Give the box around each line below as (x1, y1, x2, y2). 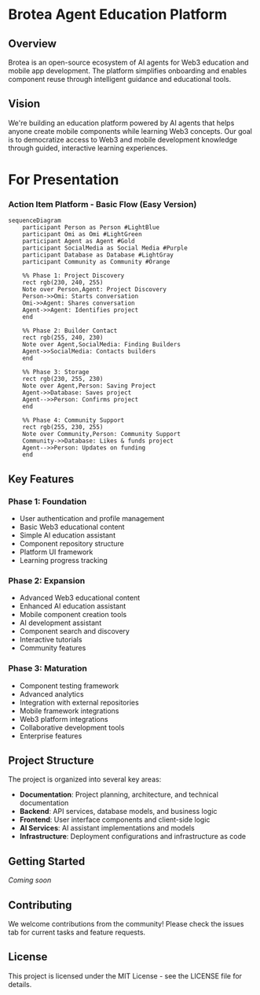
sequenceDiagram (8, 216, 61, 225)
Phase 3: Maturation (8, 663, 88, 674)
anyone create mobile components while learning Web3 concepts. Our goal (8, 126, 253, 135)
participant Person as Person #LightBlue (22, 224, 159, 231)
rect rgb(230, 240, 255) (22, 279, 104, 287)
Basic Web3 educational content (19, 522, 125, 531)
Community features (19, 643, 86, 653)
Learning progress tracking (19, 555, 108, 564)
